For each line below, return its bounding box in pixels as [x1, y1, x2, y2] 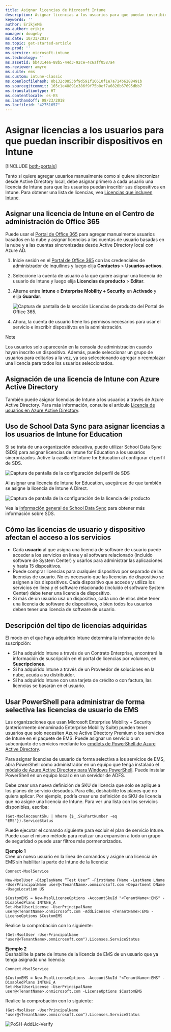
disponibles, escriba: [5, 804, 49, 810]
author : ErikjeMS [5, 21, 42, 27]
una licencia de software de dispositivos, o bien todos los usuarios [12, 601, 153, 607]
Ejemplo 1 [5, 848, 26, 854]
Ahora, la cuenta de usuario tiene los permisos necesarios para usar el [12, 318, 161, 324]
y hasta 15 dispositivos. [12, 563, 62, 569]
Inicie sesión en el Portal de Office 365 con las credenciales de [12, 257, 145, 263]
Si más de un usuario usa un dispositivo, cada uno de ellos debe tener [12, 596, 160, 602]
